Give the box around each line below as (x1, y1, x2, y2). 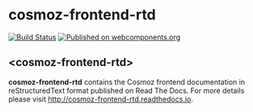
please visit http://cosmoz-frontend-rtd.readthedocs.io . (8, 94, 194, 104)
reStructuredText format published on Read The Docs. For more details (8, 85, 245, 95)
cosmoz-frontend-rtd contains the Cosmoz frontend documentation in (8, 77, 245, 86)
